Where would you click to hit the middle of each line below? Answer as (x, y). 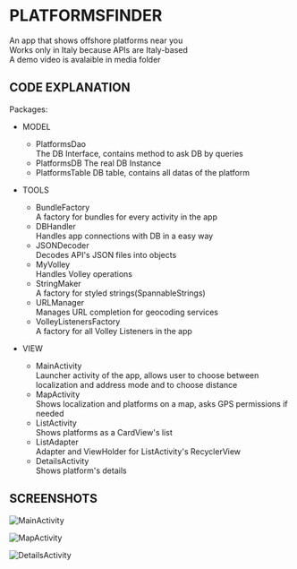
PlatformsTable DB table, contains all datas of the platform (143, 172)
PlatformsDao (61, 143)
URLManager (60, 302)
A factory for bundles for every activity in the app (126, 217)
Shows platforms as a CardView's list (104, 432)
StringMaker (59, 283)
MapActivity (58, 394)
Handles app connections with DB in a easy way (124, 236)
